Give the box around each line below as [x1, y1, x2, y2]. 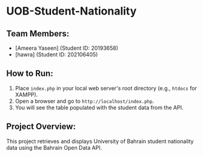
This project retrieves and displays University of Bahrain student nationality [6, 138, 194, 145]
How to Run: [6, 68, 53, 79]
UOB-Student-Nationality [6, 4, 137, 18]
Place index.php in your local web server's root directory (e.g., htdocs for [15, 84, 197, 92]
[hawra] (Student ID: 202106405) [15, 51, 98, 58]
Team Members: [6, 28, 70, 39]
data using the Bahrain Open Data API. [6, 144, 102, 151]
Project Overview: [6, 121, 76, 132]
